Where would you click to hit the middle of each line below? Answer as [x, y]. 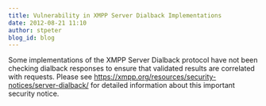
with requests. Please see [50, 77]
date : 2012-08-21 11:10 [48, 23]
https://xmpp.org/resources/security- [155, 77]
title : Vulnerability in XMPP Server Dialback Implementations [115, 15]
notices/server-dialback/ [48, 85]
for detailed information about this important [163, 85]
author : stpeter [35, 30]
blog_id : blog [32, 38]
